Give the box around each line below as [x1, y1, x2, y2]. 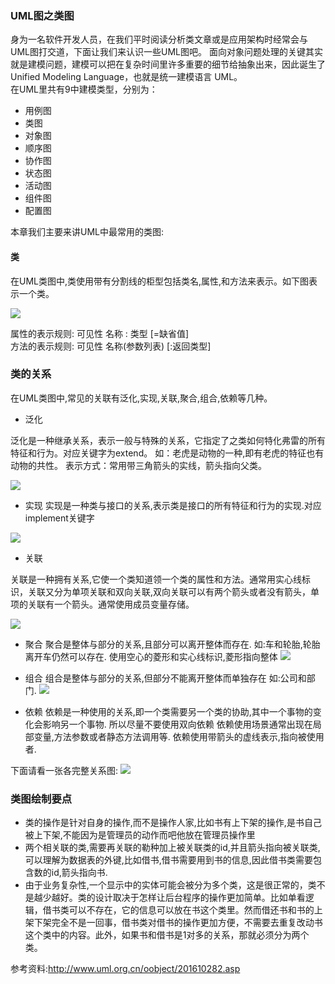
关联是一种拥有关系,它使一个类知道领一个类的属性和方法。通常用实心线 [10, 573, 303, 585]
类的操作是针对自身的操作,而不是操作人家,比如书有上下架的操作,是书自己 [24, 817, 322, 829]
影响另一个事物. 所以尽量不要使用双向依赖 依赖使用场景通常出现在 [42, 718, 313, 730]
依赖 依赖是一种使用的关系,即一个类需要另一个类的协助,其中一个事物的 [24, 705, 313, 717]
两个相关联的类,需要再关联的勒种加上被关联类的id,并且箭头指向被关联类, [24, 842, 321, 854]
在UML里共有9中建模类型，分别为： [10, 83, 158, 96]
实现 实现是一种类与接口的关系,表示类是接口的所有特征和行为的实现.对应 [24, 499, 322, 511]
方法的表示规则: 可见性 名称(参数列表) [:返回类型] [10, 340, 212, 352]
